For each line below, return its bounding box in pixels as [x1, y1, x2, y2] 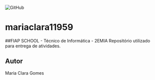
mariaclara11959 [5, 22, 74, 33]
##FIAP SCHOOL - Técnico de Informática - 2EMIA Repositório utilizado [5, 38, 151, 43]
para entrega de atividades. [5, 43, 61, 49]
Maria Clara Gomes [5, 70, 44, 76]
